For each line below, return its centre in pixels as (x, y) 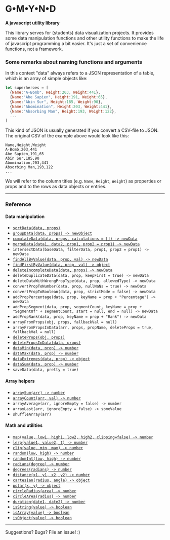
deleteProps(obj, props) (39, 338)
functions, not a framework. (34, 49)
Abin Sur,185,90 (22, 158)
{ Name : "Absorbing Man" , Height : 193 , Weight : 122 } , (63, 111)
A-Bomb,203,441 (21, 150)
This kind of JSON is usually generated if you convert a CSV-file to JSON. (82, 130)
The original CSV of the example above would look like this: (67, 136)
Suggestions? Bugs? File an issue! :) (43, 532)
